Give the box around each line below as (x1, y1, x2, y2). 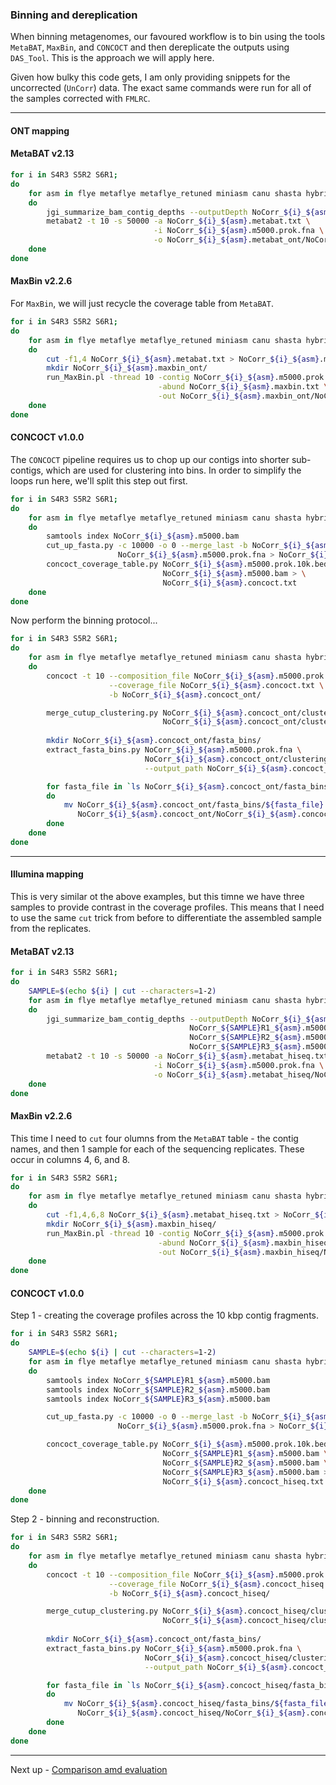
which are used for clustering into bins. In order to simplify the (45, 464, 302, 476)
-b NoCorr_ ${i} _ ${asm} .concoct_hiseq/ (108, 1588, 271, 1598)
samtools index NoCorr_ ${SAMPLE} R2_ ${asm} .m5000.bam (46, 1384, 271, 1395)
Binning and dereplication (10, 8, 138, 22)
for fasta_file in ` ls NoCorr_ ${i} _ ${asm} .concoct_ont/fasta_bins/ (46, 781, 333, 792)
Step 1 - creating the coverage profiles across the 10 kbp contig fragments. (10, 1309, 319, 1322)
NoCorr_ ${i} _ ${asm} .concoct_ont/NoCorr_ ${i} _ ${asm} (77, 809, 298, 820)
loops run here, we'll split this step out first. (10, 474, 188, 487)
